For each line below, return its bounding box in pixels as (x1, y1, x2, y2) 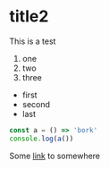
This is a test (9, 36, 56, 46)
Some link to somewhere (9, 150, 101, 161)
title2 (9, 6, 49, 27)
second (21, 98, 51, 109)
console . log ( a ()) (9, 134, 74, 143)
